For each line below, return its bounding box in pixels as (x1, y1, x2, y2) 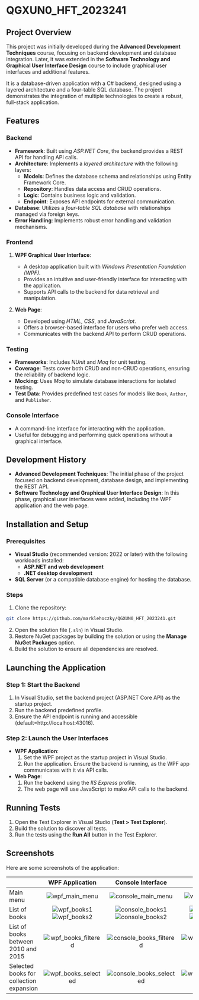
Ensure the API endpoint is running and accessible (14, 713, 138, 720)
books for (9, 969, 36, 977)
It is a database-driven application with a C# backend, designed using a (6, 80, 182, 87)
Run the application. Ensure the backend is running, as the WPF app (23, 760, 190, 768)
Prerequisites (6, 537, 46, 545)
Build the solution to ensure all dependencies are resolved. (14, 646, 158, 653)
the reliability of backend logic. (14, 371, 91, 378)
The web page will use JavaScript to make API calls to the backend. (23, 785, 190, 793)
